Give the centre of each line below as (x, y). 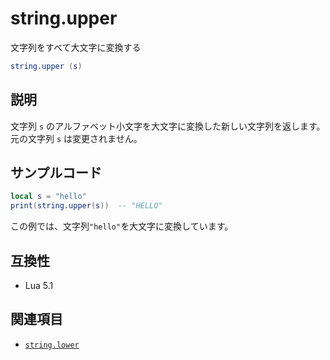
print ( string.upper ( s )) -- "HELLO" (86, 206)
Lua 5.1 (39, 285)
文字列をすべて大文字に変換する (76, 47)
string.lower (52, 345)
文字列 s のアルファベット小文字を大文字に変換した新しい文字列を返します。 (168, 126)
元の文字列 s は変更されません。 (76, 138)
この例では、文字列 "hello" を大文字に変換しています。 (122, 226)
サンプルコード (56, 173)
